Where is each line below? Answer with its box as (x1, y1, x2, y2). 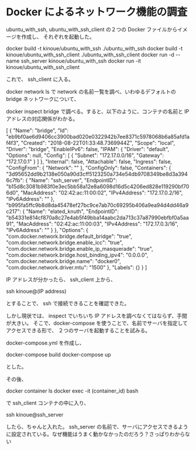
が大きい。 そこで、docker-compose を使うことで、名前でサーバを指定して (6, 319, 188, 326)
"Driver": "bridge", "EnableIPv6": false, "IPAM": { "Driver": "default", (6, 145, 170, 152)
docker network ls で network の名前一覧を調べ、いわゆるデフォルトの (6, 88, 177, 95)
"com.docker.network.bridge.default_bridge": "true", (6, 233, 133, 240)
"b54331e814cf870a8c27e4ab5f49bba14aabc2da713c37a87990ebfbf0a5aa (6, 214, 189, 221)
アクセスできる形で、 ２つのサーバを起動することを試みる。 (6, 326, 151, 334)
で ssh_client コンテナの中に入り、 (6, 399, 90, 406)
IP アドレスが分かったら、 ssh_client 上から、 (6, 276, 116, 283)
